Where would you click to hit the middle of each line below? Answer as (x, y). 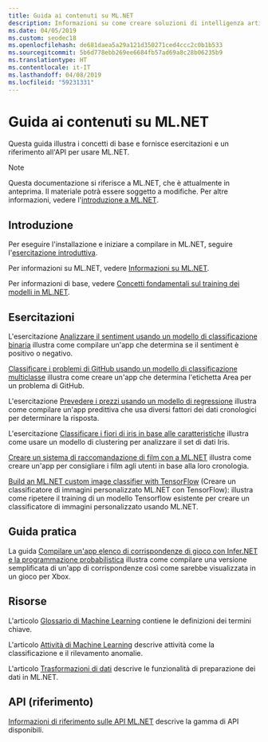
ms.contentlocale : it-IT (49, 68)
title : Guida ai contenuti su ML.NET (71, 16)
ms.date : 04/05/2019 (43, 30)
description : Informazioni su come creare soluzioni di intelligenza (126, 23)
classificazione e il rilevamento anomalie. (76, 653)
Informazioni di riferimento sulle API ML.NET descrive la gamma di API (124, 721)
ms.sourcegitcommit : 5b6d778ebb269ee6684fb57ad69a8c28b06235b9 (116, 53)
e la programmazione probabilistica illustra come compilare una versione (128, 559)
